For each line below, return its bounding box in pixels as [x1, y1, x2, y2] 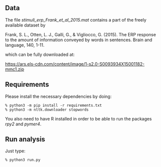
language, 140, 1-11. [5, 42, 45, 48]
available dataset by [5, 22, 46, 28]
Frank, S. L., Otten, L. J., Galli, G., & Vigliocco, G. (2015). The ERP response [5, 31, 156, 37]
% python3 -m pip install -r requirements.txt [5, 103, 102, 108]
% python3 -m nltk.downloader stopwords [5, 107, 89, 112]
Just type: [5, 148, 26, 154]
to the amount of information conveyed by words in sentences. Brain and [5, 37, 153, 43]
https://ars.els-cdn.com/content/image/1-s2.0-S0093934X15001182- [5, 61, 145, 67]
